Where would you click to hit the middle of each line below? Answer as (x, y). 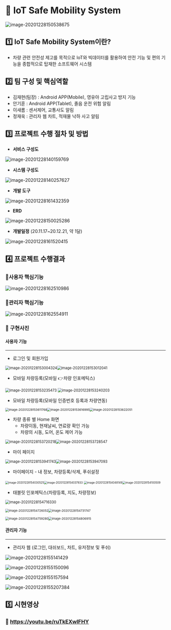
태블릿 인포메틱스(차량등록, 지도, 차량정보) (54, 493)
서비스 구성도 (26, 149)
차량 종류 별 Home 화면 (36, 419)
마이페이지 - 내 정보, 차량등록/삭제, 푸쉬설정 (56, 472)
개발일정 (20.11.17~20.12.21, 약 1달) (47, 231)
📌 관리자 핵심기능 (24, 302)
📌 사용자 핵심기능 (24, 277)
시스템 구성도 (26, 170)
